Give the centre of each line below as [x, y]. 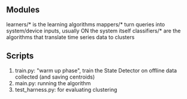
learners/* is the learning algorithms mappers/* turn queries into [86, 24]
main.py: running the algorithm [53, 83]
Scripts [20, 56]
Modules [23, 10]
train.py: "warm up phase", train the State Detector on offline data [96, 70]
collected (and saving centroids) [55, 77]
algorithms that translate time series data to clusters [70, 37]
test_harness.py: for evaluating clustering [66, 89]
